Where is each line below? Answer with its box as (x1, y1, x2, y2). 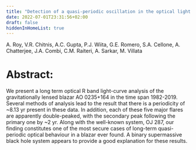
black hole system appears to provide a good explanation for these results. (6, 138, 188, 145)
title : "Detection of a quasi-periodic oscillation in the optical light (6, 8, 191, 15)
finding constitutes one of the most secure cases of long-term (6, 125, 157, 132)
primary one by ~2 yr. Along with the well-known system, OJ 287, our (6, 119, 174, 126)
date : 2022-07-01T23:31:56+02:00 (6, 14, 88, 20)
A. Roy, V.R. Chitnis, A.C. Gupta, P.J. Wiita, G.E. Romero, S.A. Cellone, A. (6, 41, 181, 48)
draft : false (6, 19, 38, 25)
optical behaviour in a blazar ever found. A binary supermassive (27, 131, 182, 138)
